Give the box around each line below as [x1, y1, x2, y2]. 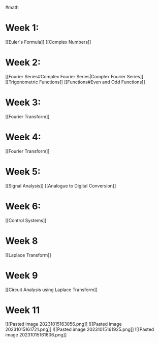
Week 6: [5, 200, 41, 212]
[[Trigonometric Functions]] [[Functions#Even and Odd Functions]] [5, 79, 145, 85]
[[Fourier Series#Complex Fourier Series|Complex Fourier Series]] [5, 73, 144, 79]
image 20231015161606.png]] [5, 332, 67, 338]
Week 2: [5, 57, 41, 68]
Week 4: [5, 132, 42, 143]
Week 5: [5, 166, 41, 177]
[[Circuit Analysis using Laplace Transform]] [5, 287, 98, 293]
